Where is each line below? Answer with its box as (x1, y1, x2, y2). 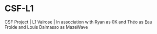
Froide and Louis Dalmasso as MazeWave (4, 24, 88, 30)
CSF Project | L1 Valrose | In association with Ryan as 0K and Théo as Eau (4, 19, 152, 25)
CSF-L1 (4, 3, 34, 14)
